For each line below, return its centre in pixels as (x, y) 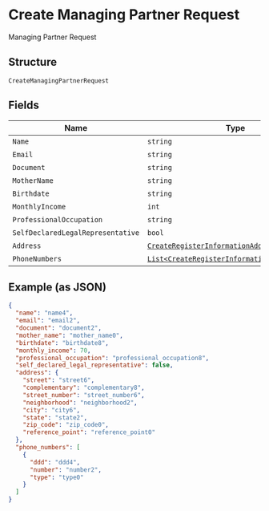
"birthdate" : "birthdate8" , (62, 343)
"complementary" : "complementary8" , (84, 387)
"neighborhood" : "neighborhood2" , (80, 403)
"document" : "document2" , (59, 328)
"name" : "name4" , (44, 313)
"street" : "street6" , (58, 380)
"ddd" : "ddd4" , (55, 462)
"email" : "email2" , (48, 321)
